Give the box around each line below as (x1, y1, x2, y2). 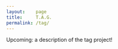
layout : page (6, 8, 47, 15)
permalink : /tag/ (6, 20, 50, 26)
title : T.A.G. (6, 14, 52, 20)
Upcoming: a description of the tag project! (6, 36, 113, 44)
